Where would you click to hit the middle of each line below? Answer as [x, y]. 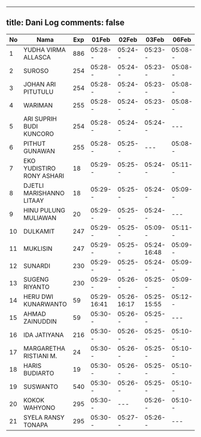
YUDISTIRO [39, 168]
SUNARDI [37, 266]
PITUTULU [39, 92]
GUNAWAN [39, 151]
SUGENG [36, 279]
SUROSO [36, 71]
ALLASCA [37, 57]
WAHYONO [39, 408]
